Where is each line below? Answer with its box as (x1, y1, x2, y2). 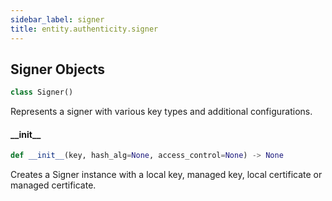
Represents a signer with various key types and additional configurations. (10, 106, 313, 118)
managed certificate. (10, 179, 97, 191)
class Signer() (10, 87, 74, 98)
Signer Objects (10, 61, 106, 78)
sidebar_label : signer (10, 14, 105, 25)
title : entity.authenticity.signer (10, 24, 159, 34)
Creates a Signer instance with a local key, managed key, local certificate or (10, 169, 323, 181)
